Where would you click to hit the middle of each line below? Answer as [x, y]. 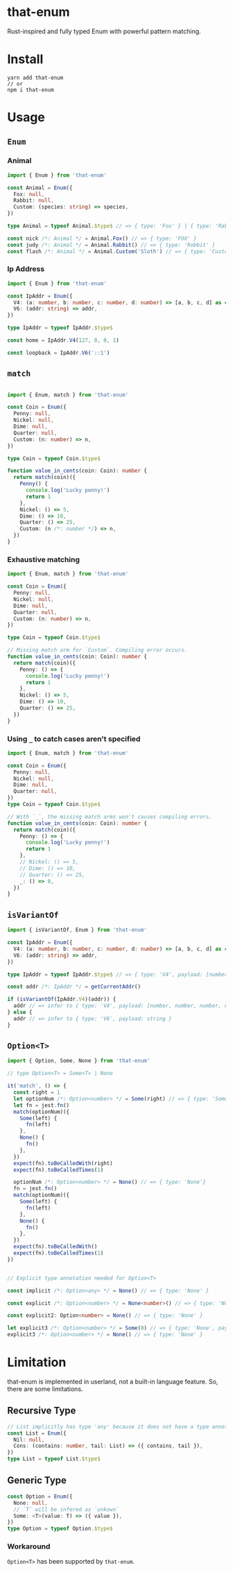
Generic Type [37, 1481]
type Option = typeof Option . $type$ [60, 1529]
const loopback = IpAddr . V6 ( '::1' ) [59, 353]
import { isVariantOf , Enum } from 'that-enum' [77, 930]
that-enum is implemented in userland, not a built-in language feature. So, [113, 1382]
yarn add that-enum [35, 78]
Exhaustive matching [44, 559]
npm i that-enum [31, 90]
